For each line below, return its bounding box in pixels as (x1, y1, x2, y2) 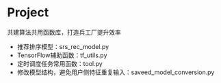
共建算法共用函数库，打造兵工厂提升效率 (7, 28, 121, 36)
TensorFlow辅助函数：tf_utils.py (16, 51, 107, 59)
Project (7, 5, 49, 20)
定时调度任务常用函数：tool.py (16, 59, 103, 67)
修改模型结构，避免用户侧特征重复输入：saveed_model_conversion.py (16, 68, 215, 76)
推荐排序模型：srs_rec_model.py (16, 42, 109, 50)
